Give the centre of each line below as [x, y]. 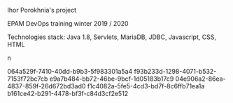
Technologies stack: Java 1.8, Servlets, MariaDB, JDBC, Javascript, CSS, [112, 37]
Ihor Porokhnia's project [42, 10]
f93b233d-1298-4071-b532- [175, 71]
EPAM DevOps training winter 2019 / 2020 [68, 23]
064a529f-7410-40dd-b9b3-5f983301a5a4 [70, 71]
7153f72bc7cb [28, 79]
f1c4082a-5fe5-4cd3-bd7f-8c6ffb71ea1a [146, 86]
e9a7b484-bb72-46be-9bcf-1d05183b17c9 [112, 79]
